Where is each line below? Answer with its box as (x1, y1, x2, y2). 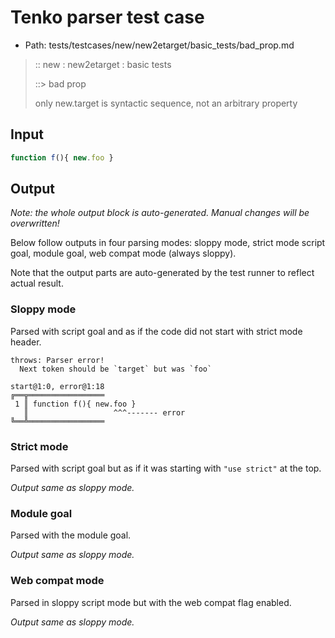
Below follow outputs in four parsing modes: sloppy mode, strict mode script (10, 237, 326, 249)
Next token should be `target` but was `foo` (19, 364, 213, 374)
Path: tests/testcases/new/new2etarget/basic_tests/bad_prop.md (24, 39, 295, 51)
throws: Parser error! (10, 355, 105, 365)
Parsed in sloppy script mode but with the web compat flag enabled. (10, 596, 292, 608)
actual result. (10, 277, 64, 290)
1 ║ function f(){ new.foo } (14, 399, 137, 409)
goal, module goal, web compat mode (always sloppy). (10, 247, 237, 260)
